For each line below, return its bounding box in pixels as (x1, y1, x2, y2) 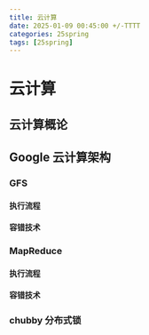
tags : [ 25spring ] (9, 37, 74, 47)
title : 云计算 (9, 12, 58, 22)
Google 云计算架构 (9, 150, 111, 165)
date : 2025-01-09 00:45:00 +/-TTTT (9, 21, 141, 30)
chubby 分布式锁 (9, 315, 82, 327)
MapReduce (9, 245, 63, 258)
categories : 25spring (9, 29, 90, 38)
